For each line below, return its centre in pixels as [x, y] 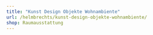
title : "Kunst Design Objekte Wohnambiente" [63, 12]
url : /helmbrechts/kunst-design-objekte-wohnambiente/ [77, 17]
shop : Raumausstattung [35, 23]
